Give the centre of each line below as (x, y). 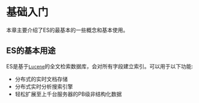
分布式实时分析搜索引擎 (44, 86)
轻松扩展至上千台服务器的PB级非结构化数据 (68, 94)
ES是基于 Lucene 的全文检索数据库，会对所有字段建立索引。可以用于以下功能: (100, 66)
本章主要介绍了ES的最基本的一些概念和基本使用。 (67, 30)
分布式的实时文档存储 (41, 79)
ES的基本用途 (31, 51)
